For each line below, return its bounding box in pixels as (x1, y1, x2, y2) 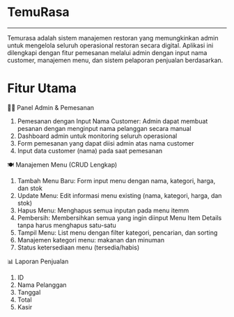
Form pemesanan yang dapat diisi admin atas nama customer (17, 139, 194, 147)
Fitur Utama (7, 81, 77, 96)
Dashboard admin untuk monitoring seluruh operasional (17, 132, 178, 140)
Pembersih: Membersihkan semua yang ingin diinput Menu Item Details (17, 213, 222, 222)
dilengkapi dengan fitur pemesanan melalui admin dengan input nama (7, 48, 208, 56)
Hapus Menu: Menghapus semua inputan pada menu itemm (17, 206, 189, 215)
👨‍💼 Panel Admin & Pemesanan (7, 103, 95, 111)
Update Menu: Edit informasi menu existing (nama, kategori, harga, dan (17, 191, 222, 199)
